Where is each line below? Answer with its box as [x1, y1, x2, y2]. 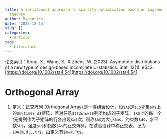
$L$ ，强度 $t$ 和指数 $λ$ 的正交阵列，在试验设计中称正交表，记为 [16, 122, 146, 128]
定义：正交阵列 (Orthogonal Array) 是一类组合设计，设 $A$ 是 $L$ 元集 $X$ [12, 104, 157, 110]
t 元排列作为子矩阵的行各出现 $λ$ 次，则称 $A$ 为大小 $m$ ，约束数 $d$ [12, 116, 146, 122]
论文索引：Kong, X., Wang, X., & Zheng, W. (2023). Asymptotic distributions [5, 58, 160, 65]
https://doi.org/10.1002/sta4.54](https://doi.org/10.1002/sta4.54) [6, 69, 138, 75]
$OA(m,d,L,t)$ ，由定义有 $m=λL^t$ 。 [12, 129, 86, 135]
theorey [9, 12, 26, 17]
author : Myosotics [5, 16, 43, 21]
